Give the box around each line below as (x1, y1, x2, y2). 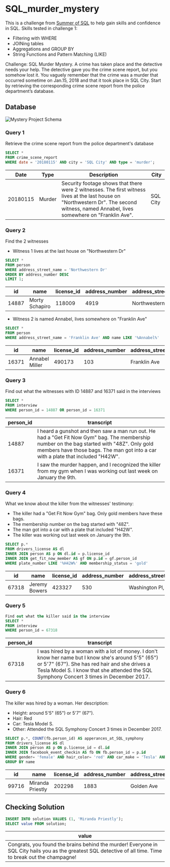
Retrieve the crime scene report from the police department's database (5, 141, 154, 147)
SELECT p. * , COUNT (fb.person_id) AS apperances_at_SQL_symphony (5, 736, 144, 741)
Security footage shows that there (61, 180, 143, 187)
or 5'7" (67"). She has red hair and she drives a (37, 660, 150, 668)
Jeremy (29, 581, 48, 588)
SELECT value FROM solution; (5, 821, 67, 826)
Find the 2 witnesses (5, 238, 49, 244)
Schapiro (29, 303, 51, 310)
